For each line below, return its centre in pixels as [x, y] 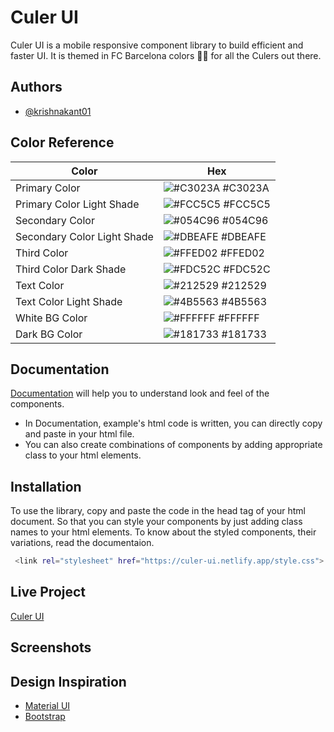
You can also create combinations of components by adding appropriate [173, 445]
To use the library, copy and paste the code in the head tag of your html [158, 511]
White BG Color [51, 318]
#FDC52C [247, 269]
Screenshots [51, 647]
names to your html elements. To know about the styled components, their [163, 532]
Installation [46, 486]
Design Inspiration [68, 681]
